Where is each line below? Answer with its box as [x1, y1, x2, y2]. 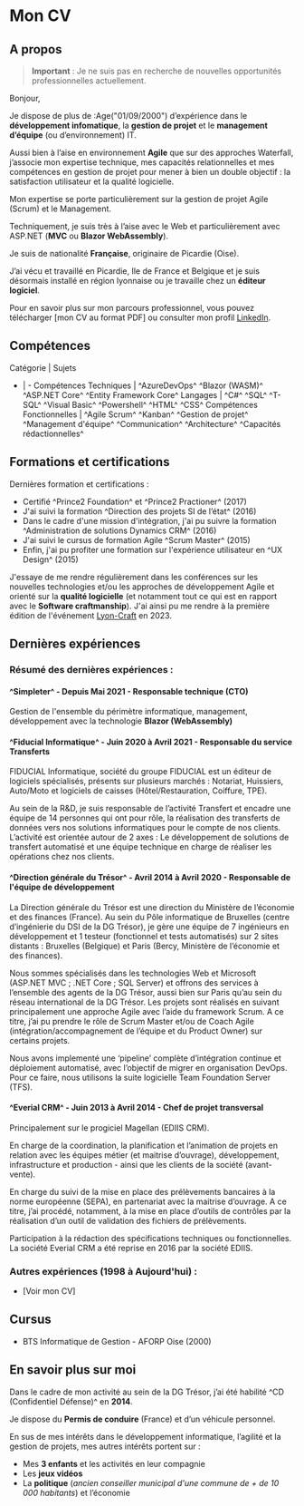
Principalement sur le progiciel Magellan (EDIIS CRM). [9, 1122, 210, 1133]
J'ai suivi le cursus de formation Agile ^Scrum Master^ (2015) [22, 534, 251, 545]
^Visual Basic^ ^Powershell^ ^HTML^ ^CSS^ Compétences [43, 399, 258, 410]
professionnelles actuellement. [31, 75, 147, 86]
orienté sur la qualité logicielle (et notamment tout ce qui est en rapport [9, 590, 278, 601]
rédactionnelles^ [22, 428, 84, 439]
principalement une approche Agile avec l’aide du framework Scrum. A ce [9, 1006, 284, 1016]
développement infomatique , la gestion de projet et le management [9, 120, 269, 131]
